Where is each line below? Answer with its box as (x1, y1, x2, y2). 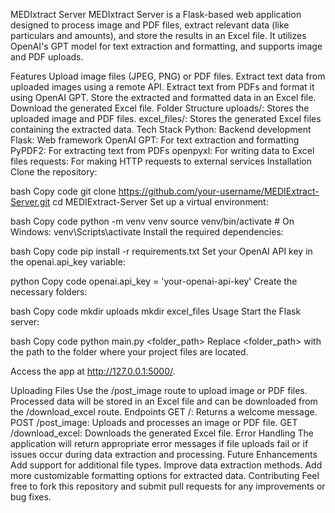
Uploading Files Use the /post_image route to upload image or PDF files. (10, 385, 308, 396)
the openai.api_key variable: (10, 256, 126, 268)
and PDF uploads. (10, 51, 84, 63)
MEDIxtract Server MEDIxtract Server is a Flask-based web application (10, 9, 302, 20)
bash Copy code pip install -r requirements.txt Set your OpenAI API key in (10, 245, 313, 257)
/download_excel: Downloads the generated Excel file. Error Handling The (10, 427, 315, 439)
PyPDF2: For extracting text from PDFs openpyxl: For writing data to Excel (10, 145, 315, 156)
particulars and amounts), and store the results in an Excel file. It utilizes (10, 30, 307, 41)
